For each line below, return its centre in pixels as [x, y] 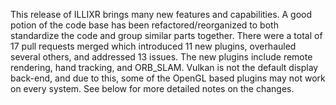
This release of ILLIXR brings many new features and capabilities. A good [161, 14]
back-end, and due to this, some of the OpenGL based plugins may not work [168, 78]
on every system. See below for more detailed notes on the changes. [152, 88]
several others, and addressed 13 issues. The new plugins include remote [161, 57]
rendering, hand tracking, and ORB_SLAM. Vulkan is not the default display [164, 67]
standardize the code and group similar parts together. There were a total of [166, 35]
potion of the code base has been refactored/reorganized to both [144, 25]
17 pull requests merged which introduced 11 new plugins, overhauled [153, 46]
